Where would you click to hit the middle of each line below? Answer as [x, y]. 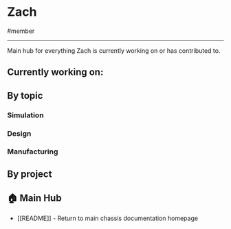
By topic [25, 96]
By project [30, 174]
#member [21, 31]
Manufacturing [33, 152]
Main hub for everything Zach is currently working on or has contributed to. [114, 50]
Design [19, 133]
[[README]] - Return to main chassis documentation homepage [107, 218]
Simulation [25, 115]
